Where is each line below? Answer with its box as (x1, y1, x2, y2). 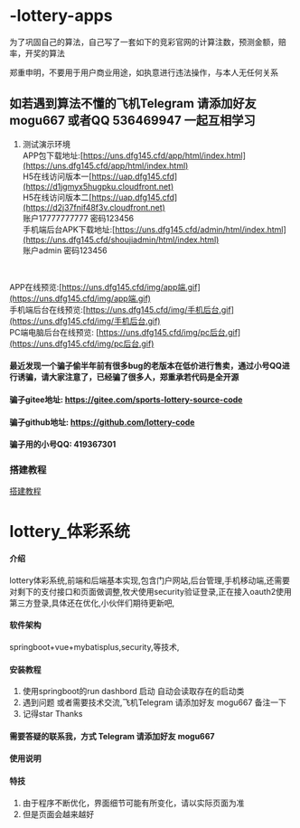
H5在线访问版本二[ (22, 192, 92, 202)
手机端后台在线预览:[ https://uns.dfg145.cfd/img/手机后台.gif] (9, 304, 235, 315)
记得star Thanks (22, 709, 83, 720)
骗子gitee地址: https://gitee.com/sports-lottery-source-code (9, 394, 243, 405)
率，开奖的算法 (9, 47, 65, 59)
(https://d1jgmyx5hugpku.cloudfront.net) (22, 181, 174, 192)
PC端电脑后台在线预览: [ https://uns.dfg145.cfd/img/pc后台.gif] (9, 326, 241, 337)
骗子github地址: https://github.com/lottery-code (9, 417, 195, 428)
